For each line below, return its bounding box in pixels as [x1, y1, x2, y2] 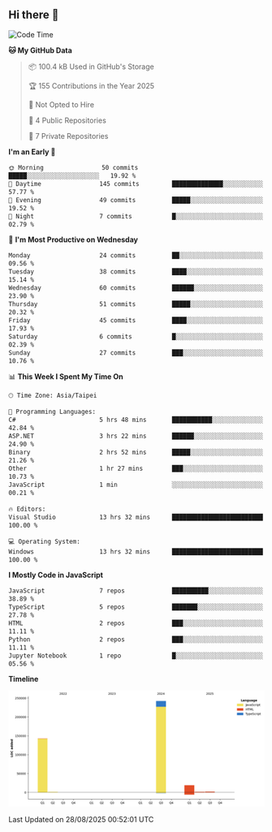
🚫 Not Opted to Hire [28, 99, 95, 110]
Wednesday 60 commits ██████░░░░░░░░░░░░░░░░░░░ [8, 283, 264, 292]
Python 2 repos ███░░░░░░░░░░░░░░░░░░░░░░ [8, 635, 264, 644]
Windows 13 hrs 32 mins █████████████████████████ [8, 547, 264, 556]
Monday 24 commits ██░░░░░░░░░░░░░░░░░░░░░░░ [8, 251, 264, 260]
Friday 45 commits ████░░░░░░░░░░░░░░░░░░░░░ [8, 316, 264, 325]
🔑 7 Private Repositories [28, 131, 109, 140]
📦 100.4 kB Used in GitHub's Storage [28, 62, 154, 71]
